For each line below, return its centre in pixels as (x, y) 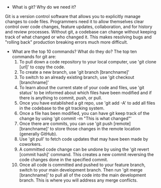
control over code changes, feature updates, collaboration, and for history (79, 27)
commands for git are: (34, 57)
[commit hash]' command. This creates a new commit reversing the (86, 154)
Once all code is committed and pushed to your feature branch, (82, 165)
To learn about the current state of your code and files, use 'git (82, 87)
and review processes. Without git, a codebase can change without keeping (81, 32)
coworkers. (30, 144)
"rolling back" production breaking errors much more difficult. (66, 42)
